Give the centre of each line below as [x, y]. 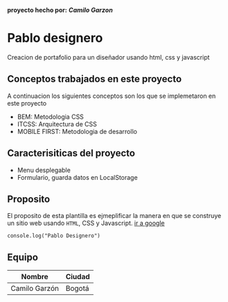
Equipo [23, 257]
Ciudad [78, 277]
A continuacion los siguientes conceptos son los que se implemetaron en [112, 96]
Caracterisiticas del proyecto [71, 153]
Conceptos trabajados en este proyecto [95, 79]
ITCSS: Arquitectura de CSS [57, 124]
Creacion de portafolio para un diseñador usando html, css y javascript [108, 57]
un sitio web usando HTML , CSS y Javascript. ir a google [86, 223]
